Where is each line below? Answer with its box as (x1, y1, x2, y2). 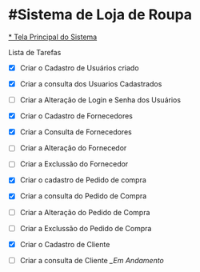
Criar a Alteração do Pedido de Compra (19, 207, 150, 217)
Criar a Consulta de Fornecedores (19, 127, 132, 137)
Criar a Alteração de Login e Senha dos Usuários (19, 95, 182, 105)
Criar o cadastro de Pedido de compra (19, 175, 146, 185)
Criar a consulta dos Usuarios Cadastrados (19, 79, 162, 89)
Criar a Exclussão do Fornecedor (19, 159, 129, 169)
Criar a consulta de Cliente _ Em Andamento (19, 255, 164, 265)
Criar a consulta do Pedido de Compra (19, 191, 147, 201)
